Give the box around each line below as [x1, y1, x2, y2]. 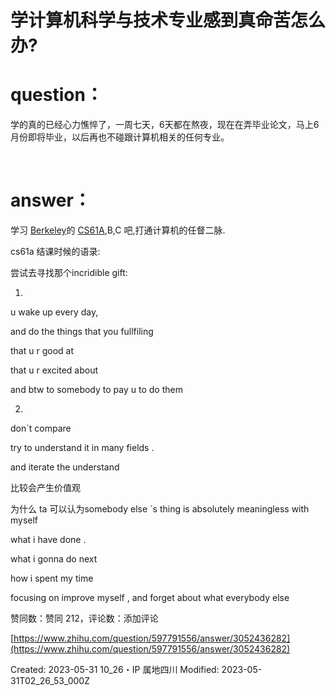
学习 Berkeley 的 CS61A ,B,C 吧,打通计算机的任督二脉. [10, 224, 226, 236]
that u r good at [10, 345, 74, 357]
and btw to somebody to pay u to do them [10, 384, 183, 396]
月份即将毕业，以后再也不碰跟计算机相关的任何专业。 [10, 131, 230, 143]
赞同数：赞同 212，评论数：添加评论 [10, 612, 159, 625]
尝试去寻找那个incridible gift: [10, 267, 128, 279]
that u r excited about [10, 364, 99, 376]
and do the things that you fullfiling [10, 326, 154, 338]
